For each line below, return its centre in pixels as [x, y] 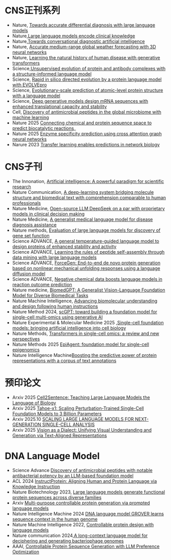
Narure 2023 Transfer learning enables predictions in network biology [86, 144]
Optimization [26, 552]
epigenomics [26, 350]
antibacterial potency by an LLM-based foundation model [73, 476]
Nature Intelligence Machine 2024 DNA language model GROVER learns [88, 513]
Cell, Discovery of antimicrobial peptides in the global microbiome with [87, 112]
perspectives [26, 339]
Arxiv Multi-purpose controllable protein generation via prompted [81, 503]
